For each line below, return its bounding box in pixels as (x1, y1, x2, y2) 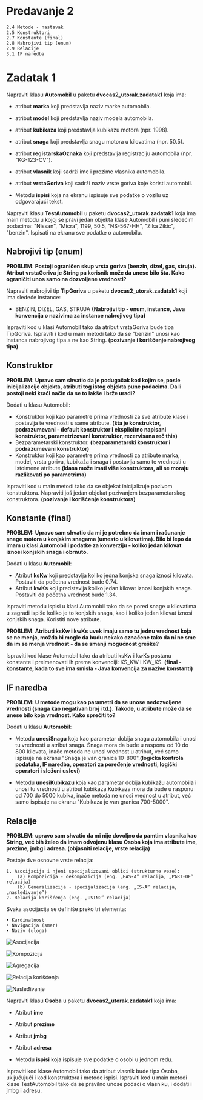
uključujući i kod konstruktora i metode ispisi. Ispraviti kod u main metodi (6, 1074, 188, 1081)
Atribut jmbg (15, 1032, 47, 1039)
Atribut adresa (15, 1044, 52, 1051)
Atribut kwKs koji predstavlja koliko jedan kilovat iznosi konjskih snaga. (15, 585, 193, 592)
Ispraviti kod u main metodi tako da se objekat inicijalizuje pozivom (6, 482, 173, 490)
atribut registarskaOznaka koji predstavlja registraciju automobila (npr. (15, 150, 193, 157)
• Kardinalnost (6, 917, 45, 923)
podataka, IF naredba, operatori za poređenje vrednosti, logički (15, 761, 178, 768)
